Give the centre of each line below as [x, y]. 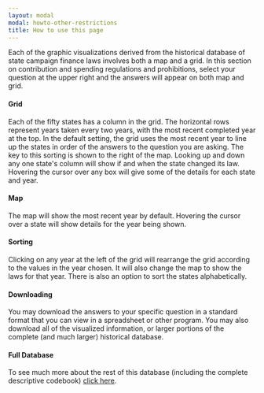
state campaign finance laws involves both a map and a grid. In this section [130, 61]
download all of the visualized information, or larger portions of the [116, 328]
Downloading [30, 294]
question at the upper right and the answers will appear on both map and [126, 78]
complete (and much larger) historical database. [86, 337]
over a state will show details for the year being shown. [97, 224]
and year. [23, 180]
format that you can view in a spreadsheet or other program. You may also [128, 321]
